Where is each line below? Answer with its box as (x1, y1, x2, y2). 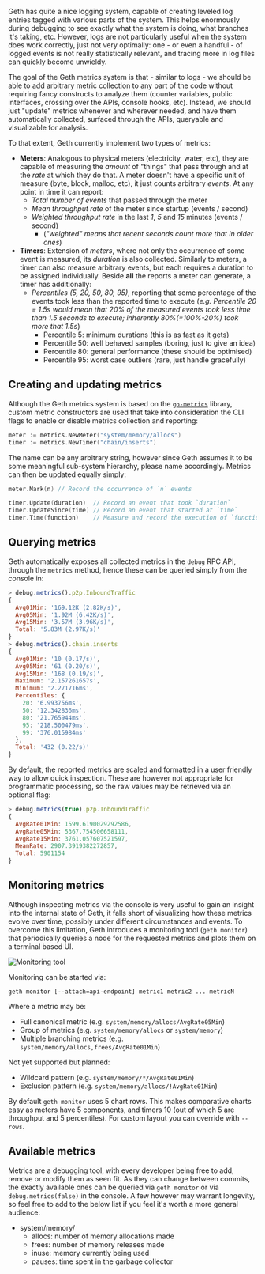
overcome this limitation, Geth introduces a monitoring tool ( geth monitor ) (8, 924, 248, 934)
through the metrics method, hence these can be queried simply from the (8, 565, 248, 574)
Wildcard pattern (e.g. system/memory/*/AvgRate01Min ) (19, 1072, 195, 1082)
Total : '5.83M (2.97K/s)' (15, 626, 101, 633)
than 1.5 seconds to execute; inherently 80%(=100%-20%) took (31, 313, 239, 323)
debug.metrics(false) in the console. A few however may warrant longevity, (8, 1190, 256, 1200)
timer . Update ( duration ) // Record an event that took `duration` (8, 499, 231, 507)
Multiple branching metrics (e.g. (19, 1034, 124, 1043)
